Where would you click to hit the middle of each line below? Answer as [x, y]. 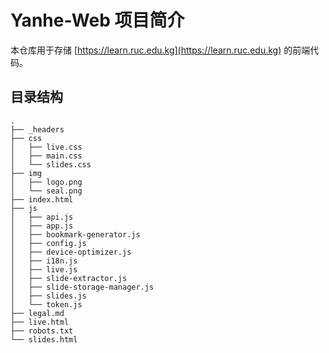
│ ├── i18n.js [44, 261]
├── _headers [37, 129]
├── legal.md [37, 313]
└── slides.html [44, 339]
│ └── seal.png [46, 191]
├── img [26, 173]
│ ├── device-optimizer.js [71, 252]
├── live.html [40, 322]
